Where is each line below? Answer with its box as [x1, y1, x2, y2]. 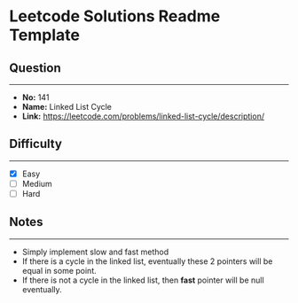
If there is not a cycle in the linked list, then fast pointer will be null [21, 275, 264, 285]
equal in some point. [21, 265, 97, 276]
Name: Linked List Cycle [21, 102, 113, 112]
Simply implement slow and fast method [21, 246, 169, 257]
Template [9, 25, 80, 45]
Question [9, 60, 61, 75]
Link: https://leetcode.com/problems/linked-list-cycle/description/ [21, 111, 264, 121]
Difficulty [9, 136, 62, 151]
